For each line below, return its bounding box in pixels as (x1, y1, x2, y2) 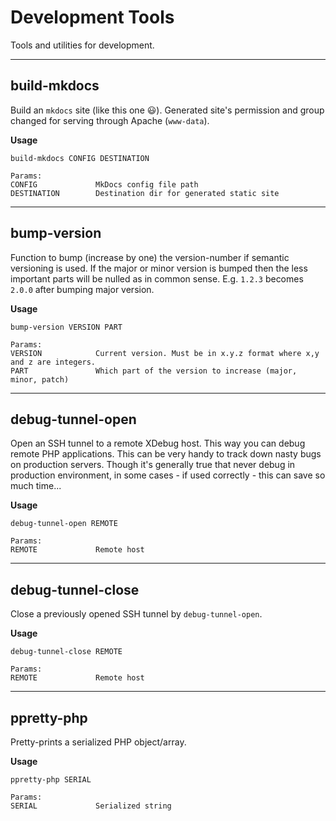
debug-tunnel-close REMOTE (10, 647, 123, 657)
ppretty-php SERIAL (10, 775, 92, 785)
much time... (10, 480, 62, 492)
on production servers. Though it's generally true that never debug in (10, 459, 296, 471)
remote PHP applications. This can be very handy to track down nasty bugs (10, 448, 322, 460)
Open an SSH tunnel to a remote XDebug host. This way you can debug (10, 437, 306, 450)
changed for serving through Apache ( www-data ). (10, 114, 210, 126)
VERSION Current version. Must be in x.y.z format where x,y (10, 348, 320, 358)
